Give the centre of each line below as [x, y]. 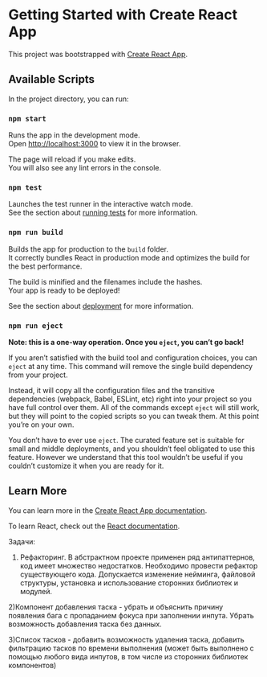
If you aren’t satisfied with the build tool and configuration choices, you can [133, 357]
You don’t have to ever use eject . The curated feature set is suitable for [126, 440]
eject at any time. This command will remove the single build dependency [131, 366]
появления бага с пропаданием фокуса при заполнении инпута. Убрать [131, 615]
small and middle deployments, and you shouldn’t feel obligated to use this [131, 449]
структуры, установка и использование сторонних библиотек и [129, 583]
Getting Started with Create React [123, 15]
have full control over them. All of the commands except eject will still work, [134, 407]
